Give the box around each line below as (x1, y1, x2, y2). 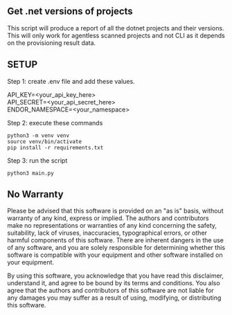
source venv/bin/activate (7, 138, 82, 145)
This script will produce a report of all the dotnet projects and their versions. (7, 24, 224, 32)
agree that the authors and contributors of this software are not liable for (7, 287, 215, 295)
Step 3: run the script (7, 156, 68, 165)
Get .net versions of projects (7, 6, 133, 17)
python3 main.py (7, 170, 54, 177)
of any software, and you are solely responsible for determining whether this (7, 244, 226, 252)
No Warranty (7, 188, 64, 200)
